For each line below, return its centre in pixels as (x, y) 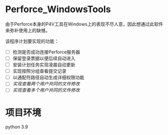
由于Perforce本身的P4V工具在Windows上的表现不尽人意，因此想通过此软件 (84, 24)
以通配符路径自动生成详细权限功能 (48, 78)
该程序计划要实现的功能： (32, 41)
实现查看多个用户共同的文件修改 (46, 90)
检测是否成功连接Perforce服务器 (46, 52)
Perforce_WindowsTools (58, 9)
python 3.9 (17, 127)
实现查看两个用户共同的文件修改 (46, 84)
